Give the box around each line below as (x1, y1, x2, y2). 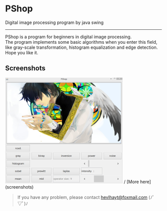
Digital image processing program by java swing (5, 19, 104, 25)
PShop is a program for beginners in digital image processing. (5, 33, 132, 40)
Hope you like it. (5, 49, 38, 55)
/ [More (123, 179, 139, 185)
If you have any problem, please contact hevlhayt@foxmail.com (17, 195, 148, 201)
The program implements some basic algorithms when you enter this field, (5, 39, 158, 45)
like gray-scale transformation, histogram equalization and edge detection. (5, 44, 158, 50)
